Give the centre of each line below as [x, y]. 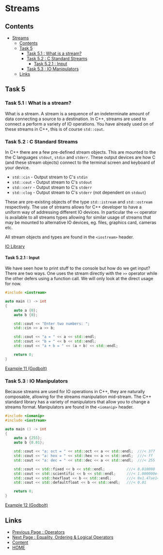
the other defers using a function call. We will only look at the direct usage [79, 279]
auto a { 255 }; [28, 438]
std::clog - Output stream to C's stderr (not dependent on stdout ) [79, 192]
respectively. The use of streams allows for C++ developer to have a [73, 207]
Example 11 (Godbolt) [26, 368]
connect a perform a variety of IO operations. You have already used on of [79, 124]
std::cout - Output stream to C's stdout [52, 182]
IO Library [15, 246]
